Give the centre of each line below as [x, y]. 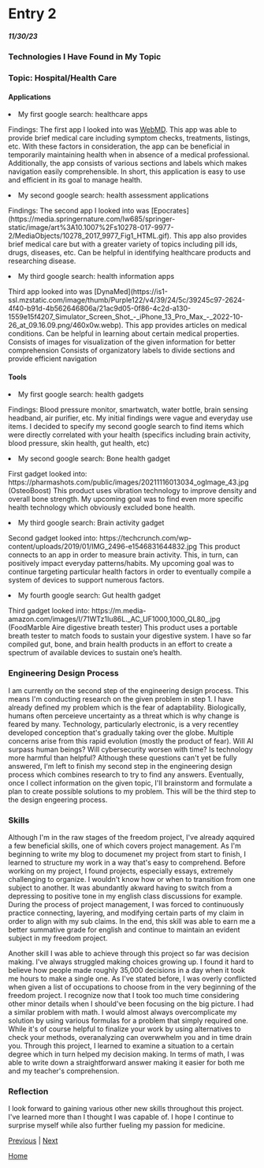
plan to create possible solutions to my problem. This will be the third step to [132, 791]
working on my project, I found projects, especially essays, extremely [121, 871]
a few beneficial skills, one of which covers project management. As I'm [125, 846]
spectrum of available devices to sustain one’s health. [95, 653]
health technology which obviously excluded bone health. [102, 507]
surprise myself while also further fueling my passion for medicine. [117, 1125]
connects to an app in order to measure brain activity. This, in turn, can [123, 555]
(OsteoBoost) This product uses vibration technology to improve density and [132, 491]
